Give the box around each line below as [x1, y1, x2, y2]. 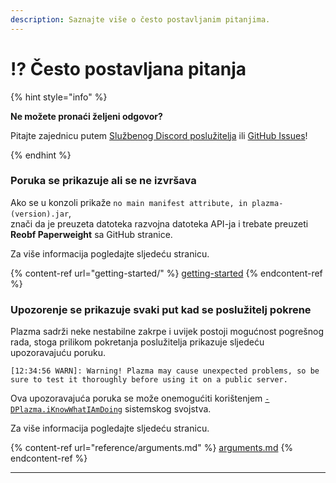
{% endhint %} [10, 149, 72, 161]
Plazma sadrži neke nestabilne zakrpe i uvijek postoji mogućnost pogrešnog [10, 326, 324, 338]
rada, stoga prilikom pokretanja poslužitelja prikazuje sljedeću [10, 336, 265, 348]
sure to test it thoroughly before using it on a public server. [10, 375, 288, 385]
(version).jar [10, 209, 70, 219]
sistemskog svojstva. [124, 403, 212, 415]
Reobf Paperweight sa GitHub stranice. [10, 228, 173, 240]
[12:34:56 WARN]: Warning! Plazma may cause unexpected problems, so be [10, 366, 320, 376]
